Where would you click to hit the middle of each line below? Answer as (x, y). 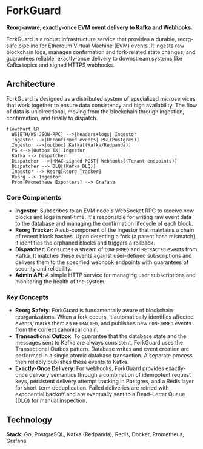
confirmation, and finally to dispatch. (52, 118)
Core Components (34, 197)
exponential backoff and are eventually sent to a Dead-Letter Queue (100, 394)
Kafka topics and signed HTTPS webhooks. (61, 65)
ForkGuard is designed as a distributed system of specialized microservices (101, 98)
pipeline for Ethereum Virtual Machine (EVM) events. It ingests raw (101, 46)
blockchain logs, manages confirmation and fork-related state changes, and (101, 52)
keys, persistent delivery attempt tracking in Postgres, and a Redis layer (105, 381)
